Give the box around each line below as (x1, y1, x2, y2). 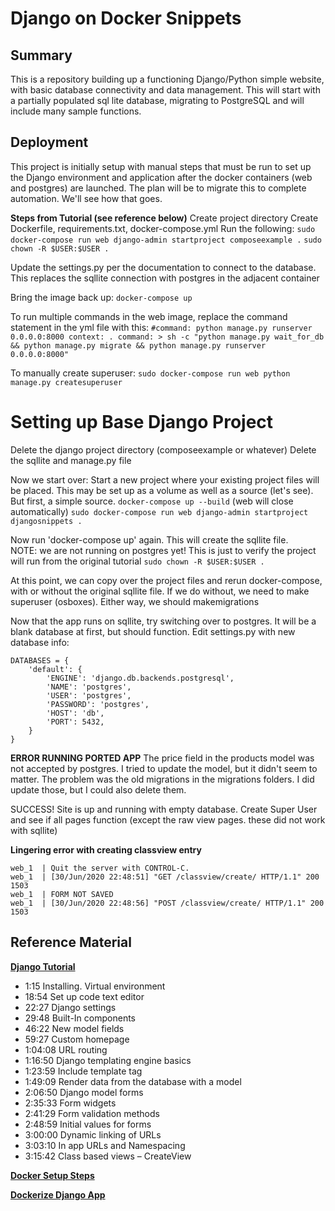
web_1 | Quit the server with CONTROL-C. (10, 863, 190, 873)
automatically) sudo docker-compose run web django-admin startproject (10, 505, 309, 517)
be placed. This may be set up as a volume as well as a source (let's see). (10, 484, 314, 496)
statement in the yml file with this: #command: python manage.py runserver (10, 321, 313, 333)
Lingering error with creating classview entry (10, 843, 202, 856)
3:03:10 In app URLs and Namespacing (24, 1139, 186, 1151)
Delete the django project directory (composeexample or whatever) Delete (10, 443, 317, 456)
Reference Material (10, 934, 132, 951)
